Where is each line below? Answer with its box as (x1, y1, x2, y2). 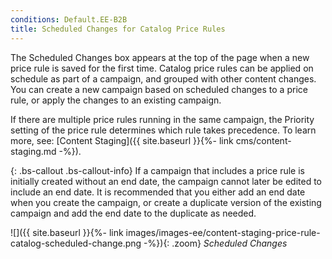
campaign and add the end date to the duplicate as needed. (10, 207, 257, 219)
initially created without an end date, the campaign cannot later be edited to (10, 175, 323, 187)
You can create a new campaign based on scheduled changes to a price (10, 83, 308, 95)
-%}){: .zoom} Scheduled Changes (143, 237, 288, 249)
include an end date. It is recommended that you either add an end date (10, 186, 306, 198)
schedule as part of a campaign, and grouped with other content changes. (10, 72, 317, 85)
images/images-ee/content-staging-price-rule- (125, 226, 321, 238)
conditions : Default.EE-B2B (10, 14, 128, 25)
